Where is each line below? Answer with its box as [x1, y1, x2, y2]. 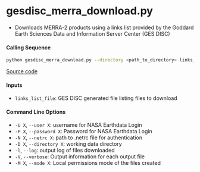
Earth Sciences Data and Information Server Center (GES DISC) [14, 30, 171, 37]
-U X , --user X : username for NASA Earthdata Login [14, 121, 142, 129]
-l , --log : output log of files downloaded [14, 147, 115, 154]
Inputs [6, 82, 23, 89]
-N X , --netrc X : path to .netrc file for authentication [14, 134, 143, 141]
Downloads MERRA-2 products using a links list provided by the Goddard [14, 24, 194, 31]
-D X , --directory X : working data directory [14, 140, 122, 148]
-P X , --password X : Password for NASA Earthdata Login [14, 128, 153, 135]
